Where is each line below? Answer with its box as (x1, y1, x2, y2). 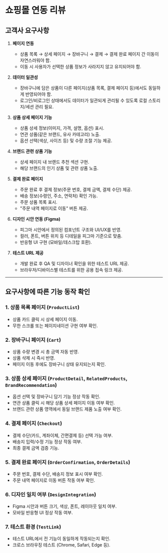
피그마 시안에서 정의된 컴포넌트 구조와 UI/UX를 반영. (19, 227, 122, 232)
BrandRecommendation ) (5, 381, 57, 388)
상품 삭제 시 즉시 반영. (12, 355, 55, 361)
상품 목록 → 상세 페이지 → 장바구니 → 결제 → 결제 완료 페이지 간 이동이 (19, 51, 159, 57)
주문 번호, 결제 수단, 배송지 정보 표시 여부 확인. (12, 471, 103, 477)
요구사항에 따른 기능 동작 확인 (5, 288, 90, 296)
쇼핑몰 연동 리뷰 (5, 5, 66, 16)
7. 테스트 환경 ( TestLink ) (5, 523, 61, 530)
